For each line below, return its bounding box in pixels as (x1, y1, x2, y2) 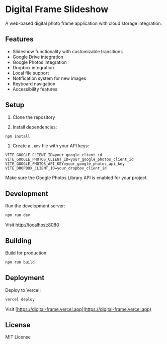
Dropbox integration (12, 64, 54, 70)
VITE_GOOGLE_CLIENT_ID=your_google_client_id (5, 153, 102, 158)
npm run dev (5, 212, 30, 218)
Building (5, 236, 32, 245)
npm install (5, 134, 30, 139)
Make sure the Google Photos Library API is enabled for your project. (5, 175, 148, 181)
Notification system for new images (12, 75, 87, 81)
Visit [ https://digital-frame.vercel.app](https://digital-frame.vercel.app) (5, 306, 152, 312)
